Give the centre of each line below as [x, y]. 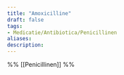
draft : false [26, 20]
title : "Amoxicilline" [39, 13]
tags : [15, 26]
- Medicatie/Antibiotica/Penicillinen [62, 32]
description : [26, 45]
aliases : [19, 39]
